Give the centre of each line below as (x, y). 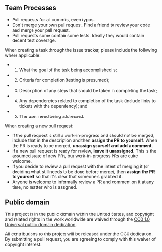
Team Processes (31, 8)
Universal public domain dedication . (41, 224)
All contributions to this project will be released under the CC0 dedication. (79, 234)
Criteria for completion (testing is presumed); (64, 80)
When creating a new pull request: (39, 126)
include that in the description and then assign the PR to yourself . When (85, 140)
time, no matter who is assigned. (45, 187)
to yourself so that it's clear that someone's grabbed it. (67, 176)
